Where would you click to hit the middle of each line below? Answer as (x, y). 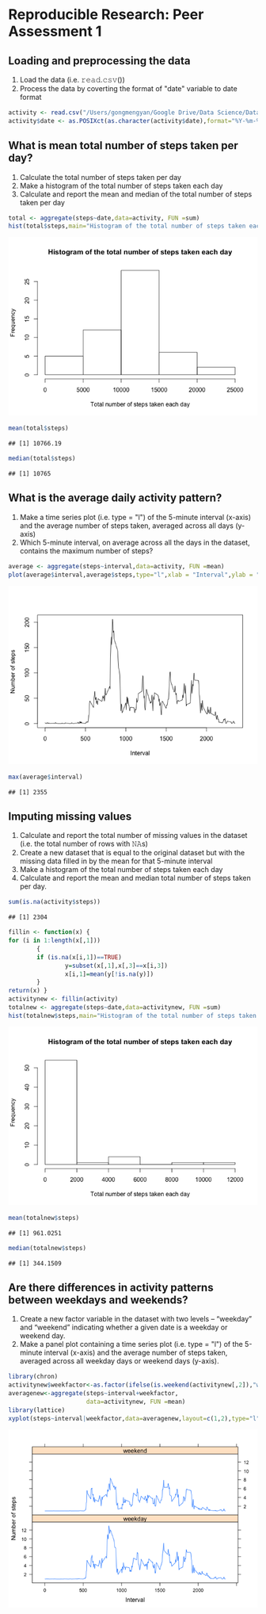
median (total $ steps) (42, 459)
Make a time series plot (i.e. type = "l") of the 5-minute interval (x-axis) (135, 517)
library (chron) (33, 1377)
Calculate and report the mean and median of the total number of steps (136, 194)
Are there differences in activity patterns (111, 1287)
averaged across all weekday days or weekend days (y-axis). (119, 1361)
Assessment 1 (55, 31)
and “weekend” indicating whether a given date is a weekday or (123, 1327)
